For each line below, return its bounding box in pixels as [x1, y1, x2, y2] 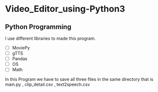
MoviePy [12, 45, 30, 50]
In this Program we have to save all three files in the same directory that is [5, 77, 154, 82]
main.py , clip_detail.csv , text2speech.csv [5, 81, 90, 88]
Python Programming [5, 23, 72, 31]
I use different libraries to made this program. [5, 35, 96, 41]
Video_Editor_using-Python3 [5, 3, 125, 15]
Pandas [12, 56, 28, 61]
